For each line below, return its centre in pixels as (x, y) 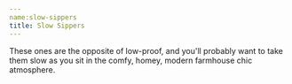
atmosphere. (32, 69)
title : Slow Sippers (47, 26)
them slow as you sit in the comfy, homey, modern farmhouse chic (131, 60)
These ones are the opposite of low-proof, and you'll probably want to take (146, 50)
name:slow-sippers (43, 17)
